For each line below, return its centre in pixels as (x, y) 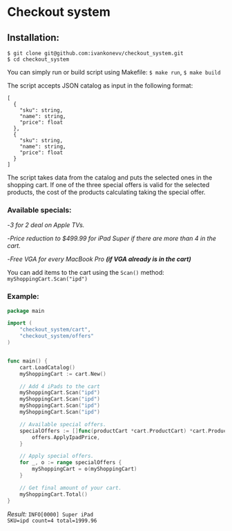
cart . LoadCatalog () (48, 367)
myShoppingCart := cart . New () (63, 374)
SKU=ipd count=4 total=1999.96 (52, 521)
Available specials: (39, 210)
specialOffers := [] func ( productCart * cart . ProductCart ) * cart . (114, 431)
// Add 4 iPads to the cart (60, 386)
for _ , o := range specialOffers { (71, 463)
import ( (20, 323)
